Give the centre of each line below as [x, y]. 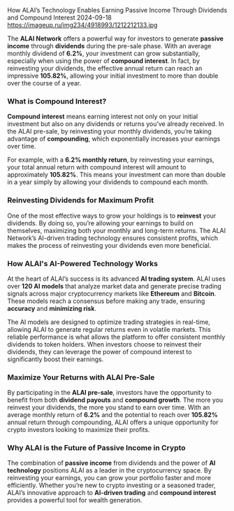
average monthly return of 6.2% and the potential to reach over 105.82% [113, 415]
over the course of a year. [44, 83]
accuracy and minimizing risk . [52, 308]
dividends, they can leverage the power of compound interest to [100, 351]
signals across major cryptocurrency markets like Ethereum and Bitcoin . [112, 293]
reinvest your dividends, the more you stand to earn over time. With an [109, 407]
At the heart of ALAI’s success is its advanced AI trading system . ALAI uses [116, 279]
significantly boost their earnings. [56, 359]
